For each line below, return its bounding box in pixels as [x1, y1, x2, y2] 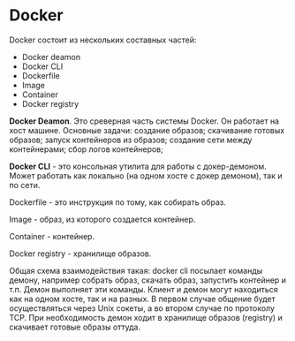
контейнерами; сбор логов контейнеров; [9, 143, 163, 155]
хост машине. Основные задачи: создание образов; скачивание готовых [9, 125, 285, 135]
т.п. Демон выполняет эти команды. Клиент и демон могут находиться [9, 284, 278, 294]
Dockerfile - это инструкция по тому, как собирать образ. [9, 196, 227, 208]
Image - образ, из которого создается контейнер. [9, 214, 196, 224]
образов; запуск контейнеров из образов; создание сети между [9, 134, 253, 145]
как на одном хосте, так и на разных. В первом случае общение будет [9, 293, 276, 304]
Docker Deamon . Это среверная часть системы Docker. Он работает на [9, 116, 280, 126]
